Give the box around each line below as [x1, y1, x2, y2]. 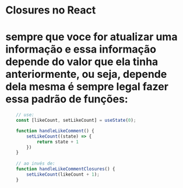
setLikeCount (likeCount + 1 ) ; [26, 171, 100, 177]
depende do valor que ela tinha [5, 55, 159, 69]
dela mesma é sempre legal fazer [5, 80, 168, 94]
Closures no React [5, 4, 96, 17]
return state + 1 [36, 139, 79, 145]
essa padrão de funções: [5, 93, 129, 106]
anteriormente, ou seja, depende [5, 68, 167, 81]
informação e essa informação [5, 43, 157, 56]
